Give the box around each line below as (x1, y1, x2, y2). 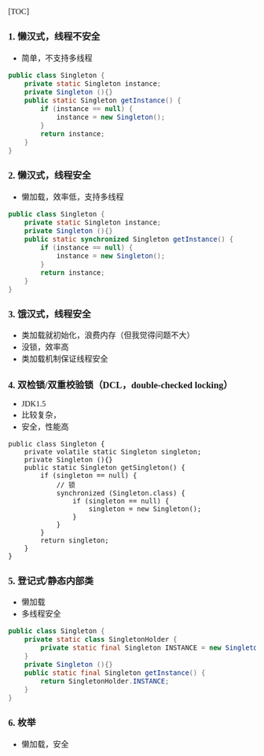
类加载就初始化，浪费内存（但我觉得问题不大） (21, 331, 195, 340)
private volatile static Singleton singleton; (24, 447, 202, 457)
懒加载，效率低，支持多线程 (21, 192, 124, 202)
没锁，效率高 (21, 343, 69, 352)
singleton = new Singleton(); (88, 505, 202, 513)
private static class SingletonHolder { (24, 635, 178, 644)
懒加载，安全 (21, 739, 69, 750)
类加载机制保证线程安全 (21, 354, 108, 364)
